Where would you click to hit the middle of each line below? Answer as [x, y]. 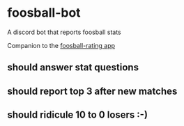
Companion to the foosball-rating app [61, 45]
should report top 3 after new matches [92, 91]
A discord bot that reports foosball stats [64, 32]
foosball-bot [44, 13]
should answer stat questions [73, 68]
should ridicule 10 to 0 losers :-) [78, 115]
